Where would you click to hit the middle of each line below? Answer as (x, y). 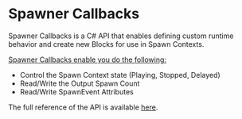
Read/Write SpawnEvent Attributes (76, 91)
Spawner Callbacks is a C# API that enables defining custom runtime (121, 36)
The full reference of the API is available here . (83, 107)
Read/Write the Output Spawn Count (80, 83)
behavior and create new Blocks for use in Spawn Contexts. (106, 44)
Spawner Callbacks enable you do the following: (88, 59)
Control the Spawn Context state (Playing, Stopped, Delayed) (120, 75)
